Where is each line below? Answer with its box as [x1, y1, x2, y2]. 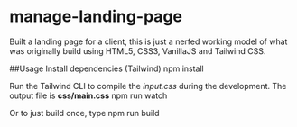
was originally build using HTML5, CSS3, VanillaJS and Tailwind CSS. [9, 45, 266, 56]
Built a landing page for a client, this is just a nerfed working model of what [9, 36, 288, 47]
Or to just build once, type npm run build [9, 107, 160, 118]
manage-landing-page [9, 6, 183, 27]
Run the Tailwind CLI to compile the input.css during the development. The [9, 80, 287, 91]
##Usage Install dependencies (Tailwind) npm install [9, 63, 205, 74]
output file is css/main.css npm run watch [9, 90, 168, 101]
